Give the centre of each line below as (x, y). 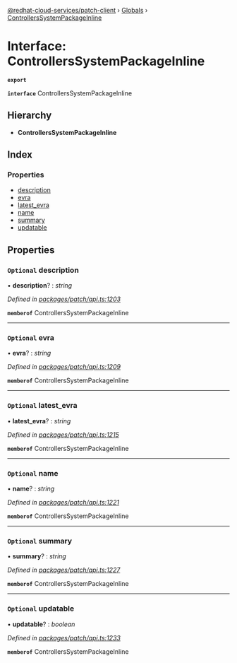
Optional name (33, 473)
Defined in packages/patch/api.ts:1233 (64, 638)
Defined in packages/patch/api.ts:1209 (64, 367)
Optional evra (31, 338)
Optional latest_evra (42, 406)
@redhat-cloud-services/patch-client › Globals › (78, 10)
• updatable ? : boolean (41, 624)
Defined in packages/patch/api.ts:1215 (63, 435)
